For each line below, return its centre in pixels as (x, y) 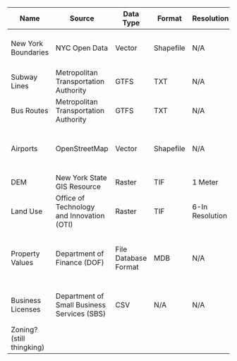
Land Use (27, 211)
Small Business (80, 305)
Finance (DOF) (80, 262)
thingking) (28, 347)
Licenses (26, 309)
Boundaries (30, 52)
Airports (24, 149)
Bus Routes (30, 111)
